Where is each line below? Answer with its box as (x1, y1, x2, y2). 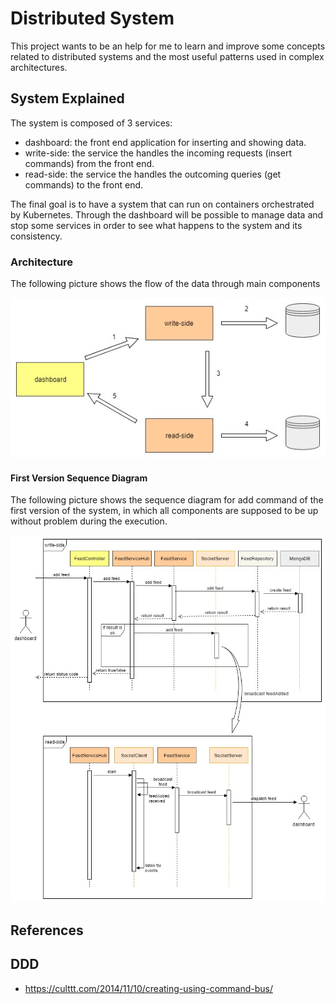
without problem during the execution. (10, 515, 168, 527)
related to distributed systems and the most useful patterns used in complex (10, 50, 325, 62)
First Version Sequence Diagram (10, 472, 148, 484)
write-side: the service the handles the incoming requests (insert (24, 147, 292, 159)
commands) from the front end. (24, 157, 155, 169)
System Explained (10, 90, 125, 107)
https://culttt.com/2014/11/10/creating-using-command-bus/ (24, 982, 273, 994)
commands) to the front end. (24, 178, 144, 191)
